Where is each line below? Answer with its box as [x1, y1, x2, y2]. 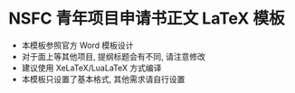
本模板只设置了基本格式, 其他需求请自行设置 [21, 73, 186, 84]
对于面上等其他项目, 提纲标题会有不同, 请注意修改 [21, 51, 205, 61]
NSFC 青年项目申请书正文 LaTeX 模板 [8, 8, 285, 29]
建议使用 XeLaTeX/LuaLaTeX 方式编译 [21, 62, 162, 73]
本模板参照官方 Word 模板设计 [21, 40, 134, 51]
